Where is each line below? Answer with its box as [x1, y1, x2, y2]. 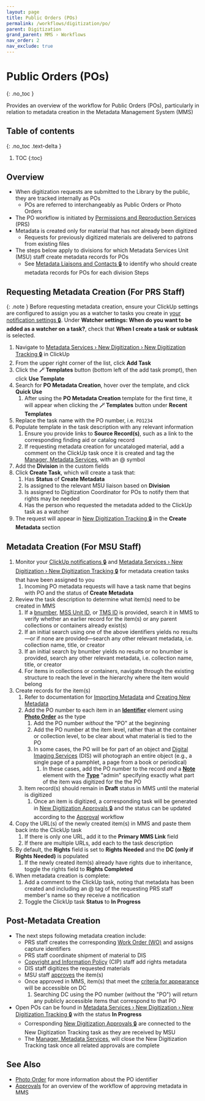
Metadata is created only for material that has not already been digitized [15, 227, 198, 235]
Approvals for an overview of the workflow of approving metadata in [15, 1082, 188, 1089]
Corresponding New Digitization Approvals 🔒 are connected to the [24, 1019, 191, 1027]
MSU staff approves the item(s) [24, 971, 104, 978]
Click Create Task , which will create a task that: [15, 469, 136, 476]
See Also [6, 1059, 41, 1070]
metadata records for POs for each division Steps [24, 269, 149, 276]
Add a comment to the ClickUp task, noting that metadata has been [24, 878, 195, 886]
